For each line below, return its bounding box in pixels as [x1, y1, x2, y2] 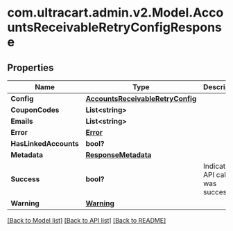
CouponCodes [10, 105, 60, 115]
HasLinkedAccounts [10, 139, 79, 148]
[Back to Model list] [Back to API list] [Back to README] [7, 216, 166, 224]
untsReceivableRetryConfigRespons [7, 19, 222, 35]
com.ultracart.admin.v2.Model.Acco [7, 5, 224, 21]
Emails [10, 116, 33, 126]
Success [10, 174, 40, 184]
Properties [7, 62, 54, 73]
